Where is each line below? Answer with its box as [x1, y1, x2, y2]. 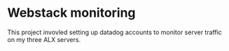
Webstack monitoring [7, 5, 136, 21]
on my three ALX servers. [7, 35, 81, 43]
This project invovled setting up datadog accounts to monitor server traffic [7, 28, 223, 36]
